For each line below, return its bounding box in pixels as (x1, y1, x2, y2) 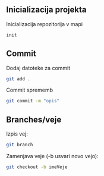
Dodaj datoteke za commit (6, 64, 71, 71)
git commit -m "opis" (6, 98, 60, 104)
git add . (6, 76, 31, 82)
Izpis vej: (6, 130, 28, 137)
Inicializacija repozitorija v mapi (6, 20, 83, 27)
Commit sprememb (6, 86, 53, 94)
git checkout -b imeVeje (6, 164, 68, 170)
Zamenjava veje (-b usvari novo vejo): (6, 152, 99, 159)
